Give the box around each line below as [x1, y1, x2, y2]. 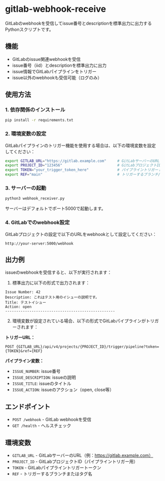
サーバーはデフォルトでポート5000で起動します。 [5, 205, 106, 212]
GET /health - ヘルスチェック [12, 423, 71, 428]
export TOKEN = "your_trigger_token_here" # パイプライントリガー [5, 168, 159, 172]
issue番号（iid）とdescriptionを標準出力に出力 [12, 62, 107, 68]
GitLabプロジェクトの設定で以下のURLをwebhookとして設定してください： [5, 231, 157, 237]
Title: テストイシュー [5, 300, 47, 305]
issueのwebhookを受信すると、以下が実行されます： [5, 269, 112, 276]
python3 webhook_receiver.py [5, 196, 65, 201]
